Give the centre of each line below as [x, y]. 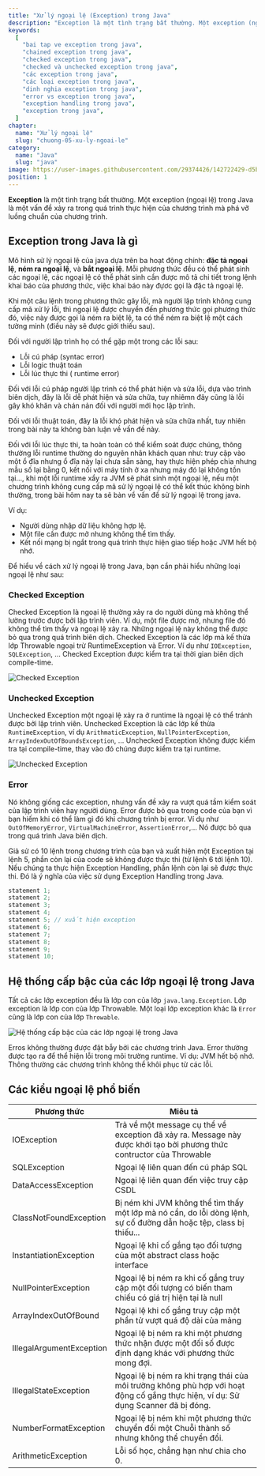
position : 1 [28, 177]
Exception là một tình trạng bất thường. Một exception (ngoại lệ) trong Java [131, 199]
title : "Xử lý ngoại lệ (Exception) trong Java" [90, 15]
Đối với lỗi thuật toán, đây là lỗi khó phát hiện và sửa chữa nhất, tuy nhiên [127, 420]
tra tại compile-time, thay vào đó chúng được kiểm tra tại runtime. [115, 749]
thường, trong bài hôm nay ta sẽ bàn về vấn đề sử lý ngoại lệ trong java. [125, 495]
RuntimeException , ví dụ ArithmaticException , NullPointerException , [119, 732]
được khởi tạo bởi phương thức [172, 1144]
